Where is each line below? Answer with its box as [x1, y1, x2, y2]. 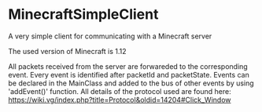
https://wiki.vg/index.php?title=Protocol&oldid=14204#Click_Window [8, 95, 231, 104]
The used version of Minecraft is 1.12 [8, 46, 127, 56]
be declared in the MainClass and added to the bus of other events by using [8, 78, 254, 88]
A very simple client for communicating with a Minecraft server [8, 31, 212, 41]
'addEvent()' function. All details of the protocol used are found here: [8, 86, 231, 96]
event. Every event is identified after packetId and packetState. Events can [8, 70, 249, 79]
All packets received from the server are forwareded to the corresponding [8, 61, 248, 71]
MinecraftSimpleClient [8, 5, 159, 23]
